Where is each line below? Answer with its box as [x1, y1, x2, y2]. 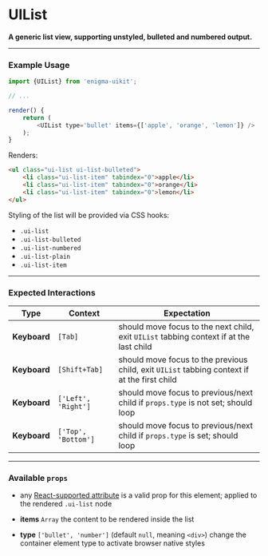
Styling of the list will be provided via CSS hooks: [8, 210, 170, 220]
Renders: [8, 150, 38, 161]
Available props [8, 472, 68, 483]
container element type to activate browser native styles [19, 538, 206, 548]
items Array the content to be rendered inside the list [19, 514, 195, 524]
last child [118, 341, 152, 352]
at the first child [118, 374, 177, 385]
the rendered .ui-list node [19, 499, 112, 509]
